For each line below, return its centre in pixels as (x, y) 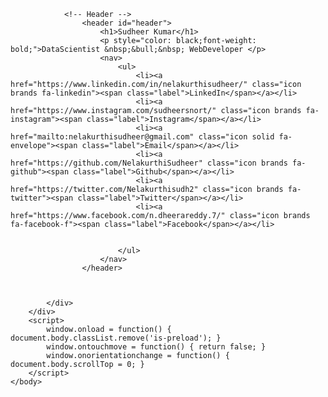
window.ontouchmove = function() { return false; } (156, 347)
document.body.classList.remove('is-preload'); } (116, 338)
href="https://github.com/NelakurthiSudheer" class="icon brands (149, 163)
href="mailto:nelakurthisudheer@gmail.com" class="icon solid (142, 137)
